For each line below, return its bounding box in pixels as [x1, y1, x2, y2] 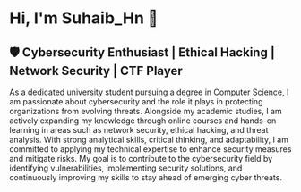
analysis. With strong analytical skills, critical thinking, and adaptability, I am [9, 134, 289, 145]
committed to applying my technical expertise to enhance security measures [9, 144, 292, 154]
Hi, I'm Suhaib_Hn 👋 [9, 8, 159, 29]
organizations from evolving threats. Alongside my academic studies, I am [9, 106, 282, 116]
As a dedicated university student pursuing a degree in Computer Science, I [9, 87, 289, 97]
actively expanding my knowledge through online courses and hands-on [9, 115, 277, 126]
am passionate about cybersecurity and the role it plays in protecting [9, 96, 263, 106]
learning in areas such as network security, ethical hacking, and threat [9, 125, 269, 135]
